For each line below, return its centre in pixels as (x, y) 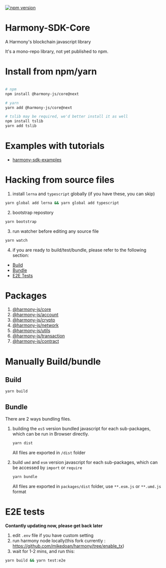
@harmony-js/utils (31, 331)
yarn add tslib (21, 126)
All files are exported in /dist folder (49, 453)
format (19, 492)
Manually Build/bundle (53, 361)
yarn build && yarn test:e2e (35, 560)
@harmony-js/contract (36, 341)
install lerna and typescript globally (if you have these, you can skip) (83, 194)
